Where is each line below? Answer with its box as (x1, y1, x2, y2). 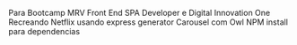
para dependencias (8, 26, 81, 36)
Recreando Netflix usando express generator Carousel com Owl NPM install (8, 17, 289, 27)
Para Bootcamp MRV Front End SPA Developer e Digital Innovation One (8, 8, 271, 18)
